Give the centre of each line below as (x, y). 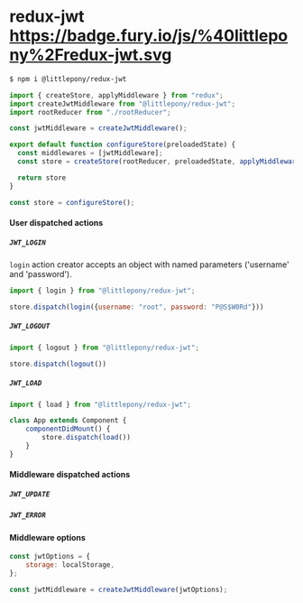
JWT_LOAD (26, 384)
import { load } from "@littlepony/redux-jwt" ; (101, 404)
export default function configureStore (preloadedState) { (123, 145)
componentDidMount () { (68, 429)
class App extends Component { (68, 421)
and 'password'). (41, 274)
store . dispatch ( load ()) (86, 438)
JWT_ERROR (28, 515)
